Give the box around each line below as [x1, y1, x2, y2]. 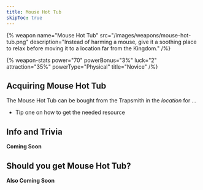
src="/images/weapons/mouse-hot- [99, 31, 191, 39]
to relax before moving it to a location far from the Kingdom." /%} [6, 44, 171, 52]
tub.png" [6, 38, 29, 45]
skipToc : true [6, 15, 43, 21]
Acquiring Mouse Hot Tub [6, 80, 106, 91]
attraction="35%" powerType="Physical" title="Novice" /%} [6, 63, 158, 70]
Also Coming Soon [6, 177, 55, 184]
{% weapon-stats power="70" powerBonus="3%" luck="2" [6, 56, 158, 64]
